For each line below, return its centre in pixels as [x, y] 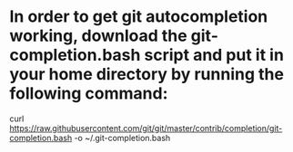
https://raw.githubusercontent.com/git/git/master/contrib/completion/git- [146, 128]
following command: [89, 94]
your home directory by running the [147, 75]
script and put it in [214, 55]
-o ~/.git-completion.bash [122, 138]
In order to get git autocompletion [139, 17]
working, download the [99, 36]
